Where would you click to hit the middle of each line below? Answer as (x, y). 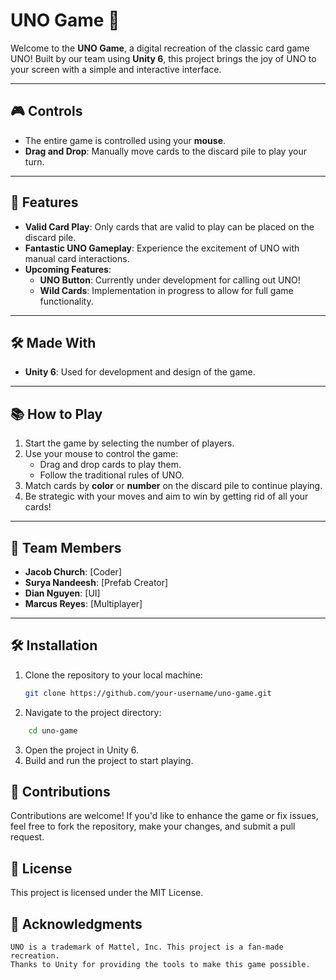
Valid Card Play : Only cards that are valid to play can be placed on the (169, 226)
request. (27, 837)
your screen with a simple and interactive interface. (116, 69)
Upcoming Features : (68, 269)
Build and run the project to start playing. (109, 760)
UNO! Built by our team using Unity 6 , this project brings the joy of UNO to (163, 58)
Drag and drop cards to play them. (110, 465)
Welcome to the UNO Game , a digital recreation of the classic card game (160, 48)
